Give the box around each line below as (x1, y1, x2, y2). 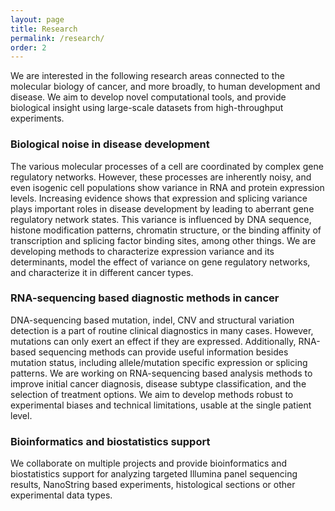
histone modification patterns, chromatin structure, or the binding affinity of (10, 224, 322, 236)
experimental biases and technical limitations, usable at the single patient (10, 399, 312, 411)
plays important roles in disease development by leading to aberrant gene (10, 202, 315, 215)
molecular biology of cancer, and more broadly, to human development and (10, 81, 321, 93)
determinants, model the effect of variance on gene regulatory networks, (10, 256, 311, 268)
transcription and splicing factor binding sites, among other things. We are (10, 234, 317, 246)
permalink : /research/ (10, 33, 105, 43)
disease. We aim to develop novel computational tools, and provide (10, 91, 287, 103)
